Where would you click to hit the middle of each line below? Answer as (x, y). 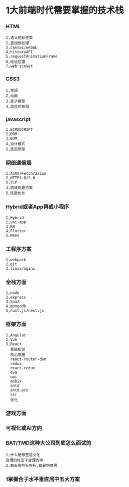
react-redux (23, 368)
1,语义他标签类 (19, 38)
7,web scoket (19, 66)
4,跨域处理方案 (19, 188)
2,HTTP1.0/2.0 (21, 178)
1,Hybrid (15, 218)
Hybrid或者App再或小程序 (37, 207)
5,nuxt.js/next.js (25, 311)
